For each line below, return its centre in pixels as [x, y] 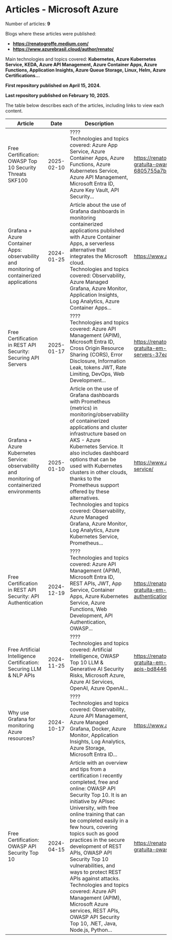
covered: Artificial [91, 649]
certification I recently [96, 775]
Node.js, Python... [91, 930]
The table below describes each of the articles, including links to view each [85, 105]
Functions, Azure [90, 164]
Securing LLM [25, 668]
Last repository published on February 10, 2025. [58, 95]
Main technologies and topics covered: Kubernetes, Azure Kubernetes [81, 59]
